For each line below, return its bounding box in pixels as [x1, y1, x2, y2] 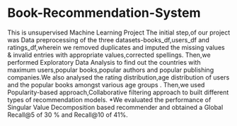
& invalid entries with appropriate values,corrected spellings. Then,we [7, 51, 211, 59]
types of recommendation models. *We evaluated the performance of [7, 95, 212, 103]
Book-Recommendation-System [7, 5, 201, 21]
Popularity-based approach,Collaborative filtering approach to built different [7, 88, 229, 96]
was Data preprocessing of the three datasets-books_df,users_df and [7, 35, 210, 44]
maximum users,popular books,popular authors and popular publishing [7, 65, 214, 74]
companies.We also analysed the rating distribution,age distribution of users [7, 73, 230, 82]
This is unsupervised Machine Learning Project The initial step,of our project [7, 28, 231, 37]
